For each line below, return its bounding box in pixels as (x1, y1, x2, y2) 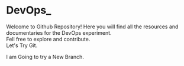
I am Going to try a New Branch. (6, 53, 84, 60)
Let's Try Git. (6, 42, 38, 49)
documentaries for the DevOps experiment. (6, 29, 112, 36)
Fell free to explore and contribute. (6, 35, 91, 42)
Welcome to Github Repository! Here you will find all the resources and (6, 23, 179, 30)
